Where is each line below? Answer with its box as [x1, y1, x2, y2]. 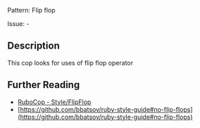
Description [7, 40, 60, 52]
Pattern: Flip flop [7, 6, 56, 14]
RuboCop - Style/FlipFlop [17, 98, 92, 106]
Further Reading [7, 79, 80, 91]
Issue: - [7, 20, 30, 27]
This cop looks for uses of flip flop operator [7, 58, 134, 67]
